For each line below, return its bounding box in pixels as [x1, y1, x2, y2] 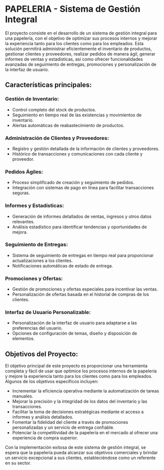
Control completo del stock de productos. [12, 106, 96, 112]
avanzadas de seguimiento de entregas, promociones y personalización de [5, 61, 157, 67]
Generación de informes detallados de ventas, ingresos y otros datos [12, 213, 152, 219]
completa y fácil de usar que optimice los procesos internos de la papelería [5, 368, 157, 374]
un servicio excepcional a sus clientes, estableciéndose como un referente [5, 455, 156, 461]
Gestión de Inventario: [5, 96, 59, 103]
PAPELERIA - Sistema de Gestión [5, 3, 141, 15]
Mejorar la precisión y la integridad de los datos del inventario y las [12, 398, 148, 404]
